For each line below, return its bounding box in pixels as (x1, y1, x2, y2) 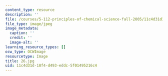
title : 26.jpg (5, 58, 35, 63)
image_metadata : (5, 26, 39, 31)
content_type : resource (5, 7, 55, 12)
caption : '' (9, 30, 35, 35)
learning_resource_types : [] (5, 44, 66, 49)
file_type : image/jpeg (5, 21, 52, 26)
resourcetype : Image (5, 53, 48, 59)
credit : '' (9, 35, 32, 40)
